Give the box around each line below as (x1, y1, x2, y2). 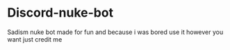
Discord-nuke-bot (7, 5, 113, 21)
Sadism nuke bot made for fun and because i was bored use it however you (7, 28, 224, 36)
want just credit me (7, 35, 63, 43)
